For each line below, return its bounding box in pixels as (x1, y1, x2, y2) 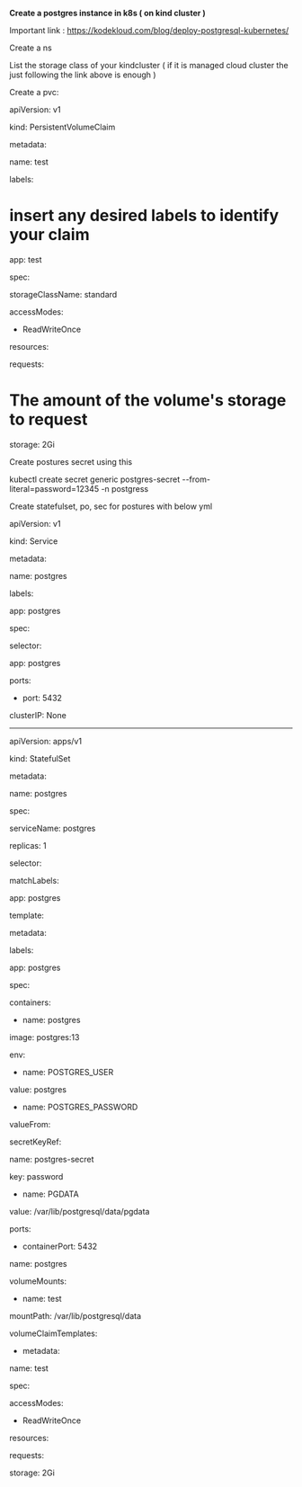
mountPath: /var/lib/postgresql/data (9, 1310, 142, 1321)
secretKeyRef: (9, 1136, 62, 1147)
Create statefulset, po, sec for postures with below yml (9, 501, 213, 512)
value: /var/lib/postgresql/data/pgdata (9, 1206, 150, 1216)
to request (9, 409, 88, 430)
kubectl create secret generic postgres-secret (9, 474, 181, 485)
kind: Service (9, 535, 58, 547)
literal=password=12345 (9, 483, 100, 494)
